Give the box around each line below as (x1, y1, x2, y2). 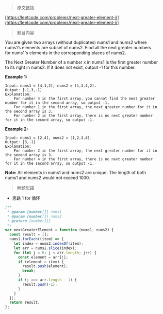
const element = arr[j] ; (17, 255, 68, 260)
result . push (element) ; (22, 264, 68, 269)
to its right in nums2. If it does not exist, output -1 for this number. (5, 64, 136, 70)
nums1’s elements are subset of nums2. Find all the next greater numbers (5, 45, 151, 50)
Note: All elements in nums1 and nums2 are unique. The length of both (5, 170, 147, 175)
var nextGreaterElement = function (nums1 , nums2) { (5, 228, 114, 233)
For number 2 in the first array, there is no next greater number (14, 113, 153, 118)
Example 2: (5, 126, 28, 132)
